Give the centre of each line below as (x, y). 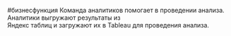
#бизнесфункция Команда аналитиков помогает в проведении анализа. (116, 10)
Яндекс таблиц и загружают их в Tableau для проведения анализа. (108, 25)
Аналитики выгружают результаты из (64, 18)
